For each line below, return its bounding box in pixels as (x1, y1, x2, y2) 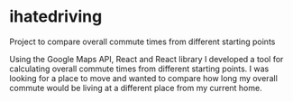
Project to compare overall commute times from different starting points (9, 36, 276, 47)
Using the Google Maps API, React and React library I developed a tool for (9, 53, 284, 64)
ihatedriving (9, 6, 103, 27)
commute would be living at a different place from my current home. (9, 82, 263, 93)
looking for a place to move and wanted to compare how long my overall (9, 72, 278, 83)
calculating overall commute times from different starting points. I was (9, 63, 270, 74)
